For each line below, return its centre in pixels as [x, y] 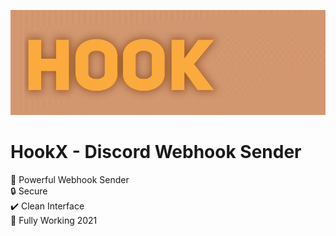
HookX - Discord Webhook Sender [156, 152]
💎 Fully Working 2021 [54, 220]
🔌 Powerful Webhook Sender [70, 179]
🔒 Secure [29, 191]
